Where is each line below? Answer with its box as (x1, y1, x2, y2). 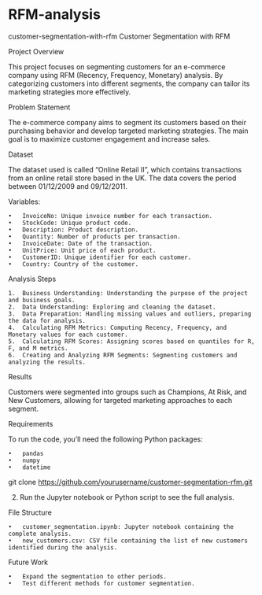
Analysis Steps (8, 274, 57, 283)
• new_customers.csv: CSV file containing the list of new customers (8, 537, 248, 545)
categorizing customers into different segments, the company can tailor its (8, 79, 250, 88)
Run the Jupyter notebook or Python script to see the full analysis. (19, 492, 234, 501)
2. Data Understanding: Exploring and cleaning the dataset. (8, 303, 216, 311)
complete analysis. (8, 530, 72, 538)
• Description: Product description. (8, 226, 139, 234)
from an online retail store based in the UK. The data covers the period (8, 173, 237, 183)
